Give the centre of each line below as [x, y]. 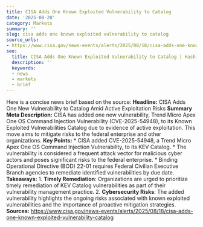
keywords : [24, 68]
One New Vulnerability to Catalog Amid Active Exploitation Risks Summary [99, 108]
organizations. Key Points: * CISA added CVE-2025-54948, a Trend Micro [99, 140]
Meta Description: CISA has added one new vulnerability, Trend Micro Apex [101, 115]
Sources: [18, 211]
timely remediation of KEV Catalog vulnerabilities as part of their [86, 185]
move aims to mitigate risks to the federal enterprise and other [84, 134]
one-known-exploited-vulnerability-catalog [60, 217]
